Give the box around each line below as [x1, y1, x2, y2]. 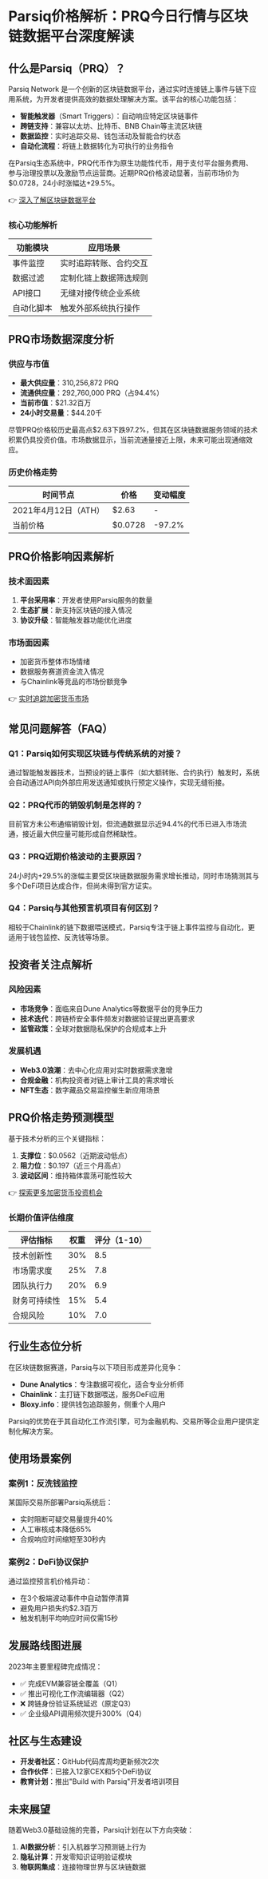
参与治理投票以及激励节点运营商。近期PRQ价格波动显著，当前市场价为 [8, 169, 239, 177]
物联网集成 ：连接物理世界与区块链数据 [19, 1862, 146, 1872]
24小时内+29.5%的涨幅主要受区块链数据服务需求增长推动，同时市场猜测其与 [8, 870, 259, 880]
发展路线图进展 [8, 1639, 82, 1653]
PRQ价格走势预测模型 [8, 1111, 114, 1125]
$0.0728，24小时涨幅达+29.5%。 [8, 178, 120, 188]
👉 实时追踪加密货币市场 [8, 694, 89, 703]
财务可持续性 [12, 1295, 61, 1306]
